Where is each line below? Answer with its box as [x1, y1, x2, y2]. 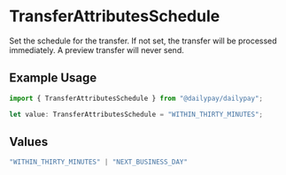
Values [9, 134, 49, 149]
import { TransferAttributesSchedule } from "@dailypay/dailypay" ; [9, 94, 264, 103]
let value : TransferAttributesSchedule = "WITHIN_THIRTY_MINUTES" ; [9, 110, 264, 118]
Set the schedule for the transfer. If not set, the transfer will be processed [9, 35, 277, 46]
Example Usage [9, 71, 97, 86]
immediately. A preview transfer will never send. [9, 44, 184, 55]
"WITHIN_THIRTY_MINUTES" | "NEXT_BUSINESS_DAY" [9, 157, 189, 167]
